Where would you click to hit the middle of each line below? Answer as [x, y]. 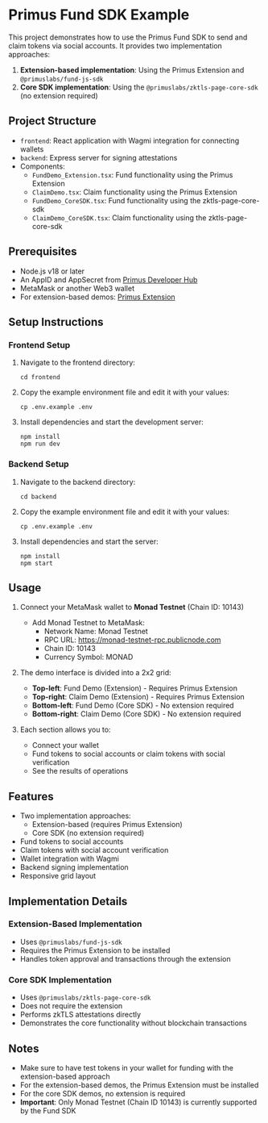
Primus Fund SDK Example [99, 15]
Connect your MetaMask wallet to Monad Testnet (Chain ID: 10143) [132, 607]
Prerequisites [43, 252]
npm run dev [40, 444]
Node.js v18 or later [52, 271]
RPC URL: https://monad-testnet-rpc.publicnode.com [132, 640]
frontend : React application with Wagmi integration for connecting [130, 140]
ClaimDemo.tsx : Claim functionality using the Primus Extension [134, 192]
